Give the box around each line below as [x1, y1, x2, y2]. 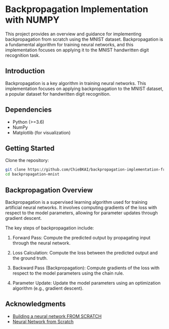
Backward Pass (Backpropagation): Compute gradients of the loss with [12, 265, 160, 271]
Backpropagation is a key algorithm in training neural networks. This [5, 80, 146, 86]
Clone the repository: [5, 157, 49, 163]
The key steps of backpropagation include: [5, 225, 94, 231]
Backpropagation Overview [5, 186, 93, 194]
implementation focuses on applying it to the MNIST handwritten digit [5, 47, 149, 53]
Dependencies [5, 106, 52, 114]
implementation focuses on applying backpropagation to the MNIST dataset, [5, 86, 163, 92]
